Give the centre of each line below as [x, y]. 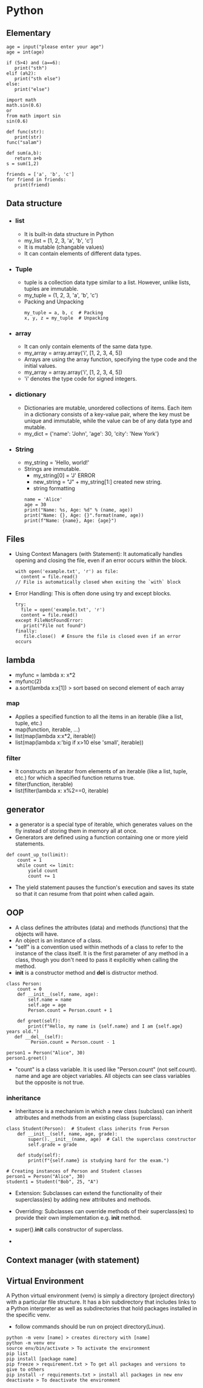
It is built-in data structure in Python [69, 234]
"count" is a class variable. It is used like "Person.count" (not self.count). [106, 1069]
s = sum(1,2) [23, 164]
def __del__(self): [39, 1037]
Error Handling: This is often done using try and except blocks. [93, 593]
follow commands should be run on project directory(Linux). [90, 1327]
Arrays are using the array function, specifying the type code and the [110, 359]
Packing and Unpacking [54, 302]
